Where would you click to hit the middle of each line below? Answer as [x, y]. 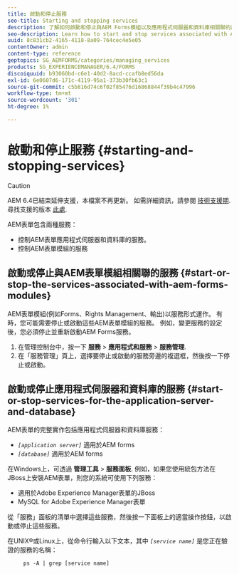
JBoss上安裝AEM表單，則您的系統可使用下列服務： [83, 478]
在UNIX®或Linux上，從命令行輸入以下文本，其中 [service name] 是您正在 [115, 541]
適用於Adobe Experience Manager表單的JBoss [86, 493]
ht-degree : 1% [28, 107]
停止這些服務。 [42, 526]
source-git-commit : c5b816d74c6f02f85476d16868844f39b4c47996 [101, 87]
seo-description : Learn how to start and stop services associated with [117, 34]
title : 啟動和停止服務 [37, 14]
